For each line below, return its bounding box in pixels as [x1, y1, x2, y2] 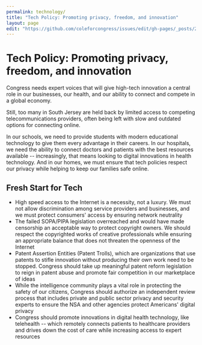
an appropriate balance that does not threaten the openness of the [14, 237, 180, 244]
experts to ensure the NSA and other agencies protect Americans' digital [14, 301, 195, 308]
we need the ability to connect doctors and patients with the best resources [6, 146, 194, 154]
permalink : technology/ [6, 8, 66, 15]
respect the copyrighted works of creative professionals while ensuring [14, 231, 192, 238]
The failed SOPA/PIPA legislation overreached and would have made [14, 218, 185, 225]
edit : [6, 25, 20, 32]
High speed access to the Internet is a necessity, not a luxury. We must [14, 199, 191, 205]
